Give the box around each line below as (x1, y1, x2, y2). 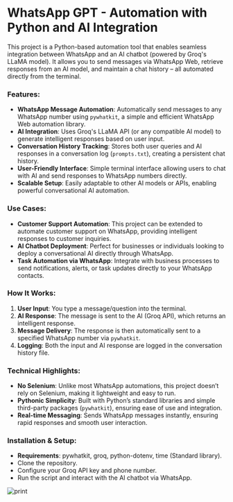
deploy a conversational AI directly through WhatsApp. (17, 249, 174, 258)
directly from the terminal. (7, 72, 82, 81)
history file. (17, 349, 50, 357)
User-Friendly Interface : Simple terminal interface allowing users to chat (17, 165, 226, 173)
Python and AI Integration (7, 19, 158, 35)
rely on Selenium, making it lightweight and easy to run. (17, 389, 176, 397)
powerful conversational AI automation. (17, 186, 130, 195)
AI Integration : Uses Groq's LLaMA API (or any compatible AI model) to (17, 127, 222, 136)
